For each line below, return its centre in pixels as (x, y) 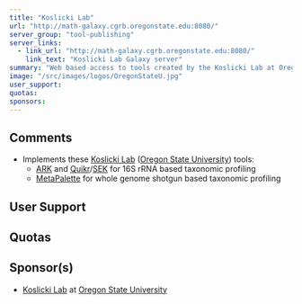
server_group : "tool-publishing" (72, 34)
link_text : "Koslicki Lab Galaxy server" (104, 59)
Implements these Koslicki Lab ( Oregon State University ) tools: (138, 159)
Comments (41, 137)
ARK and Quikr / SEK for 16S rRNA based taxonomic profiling (146, 169)
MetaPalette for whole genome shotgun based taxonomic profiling (158, 179)
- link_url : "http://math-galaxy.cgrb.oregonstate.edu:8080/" (136, 51)
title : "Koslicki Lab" (52, 18)
